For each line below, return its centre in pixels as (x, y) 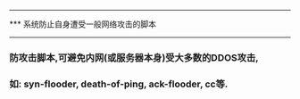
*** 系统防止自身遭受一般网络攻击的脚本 (83, 24)
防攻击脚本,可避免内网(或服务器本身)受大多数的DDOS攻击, (134, 57)
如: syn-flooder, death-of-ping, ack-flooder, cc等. (119, 84)
